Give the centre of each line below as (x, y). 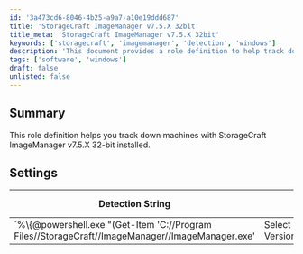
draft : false (34, 69)
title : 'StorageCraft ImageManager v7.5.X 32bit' (105, 26)
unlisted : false (40, 77)
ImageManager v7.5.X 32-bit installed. (80, 145)
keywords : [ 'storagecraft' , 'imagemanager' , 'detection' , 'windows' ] (143, 43)
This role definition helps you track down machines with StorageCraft (138, 135)
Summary (37, 113)
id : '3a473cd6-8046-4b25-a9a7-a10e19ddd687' (94, 18)
